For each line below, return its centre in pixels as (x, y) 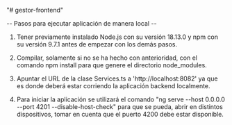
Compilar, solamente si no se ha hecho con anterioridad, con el (107, 58)
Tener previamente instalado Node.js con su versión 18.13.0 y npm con (117, 37)
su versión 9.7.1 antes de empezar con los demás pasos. (97, 44)
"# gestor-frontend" (35, 10)
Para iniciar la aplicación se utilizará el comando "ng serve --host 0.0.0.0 (121, 99)
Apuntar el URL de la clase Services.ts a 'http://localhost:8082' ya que (117, 78)
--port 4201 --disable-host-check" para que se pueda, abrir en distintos (119, 107)
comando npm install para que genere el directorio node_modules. (112, 65)
